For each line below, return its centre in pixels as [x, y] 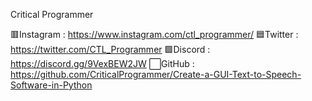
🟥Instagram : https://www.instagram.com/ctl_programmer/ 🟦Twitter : [154, 34]
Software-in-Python [51, 85]
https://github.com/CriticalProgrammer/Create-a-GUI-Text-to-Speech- [156, 74]
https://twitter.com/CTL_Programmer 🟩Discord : [110, 49]
